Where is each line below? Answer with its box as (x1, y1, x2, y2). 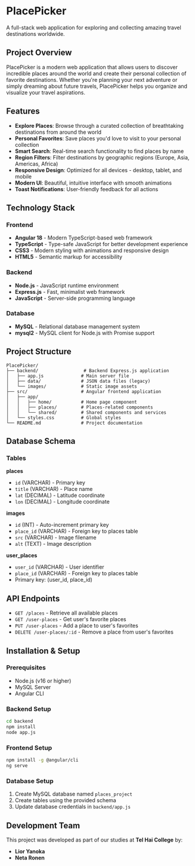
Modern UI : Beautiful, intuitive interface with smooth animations (14, 179, 172, 186)
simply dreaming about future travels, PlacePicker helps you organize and (6, 82, 188, 90)
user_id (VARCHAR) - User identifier (14, 563, 104, 571)
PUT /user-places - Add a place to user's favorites (14, 622, 138, 629)
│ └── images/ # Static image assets (6, 383, 137, 389)
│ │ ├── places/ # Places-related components (6, 404, 153, 410)
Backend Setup (6, 705, 52, 713)
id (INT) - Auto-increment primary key (14, 521, 109, 529)
